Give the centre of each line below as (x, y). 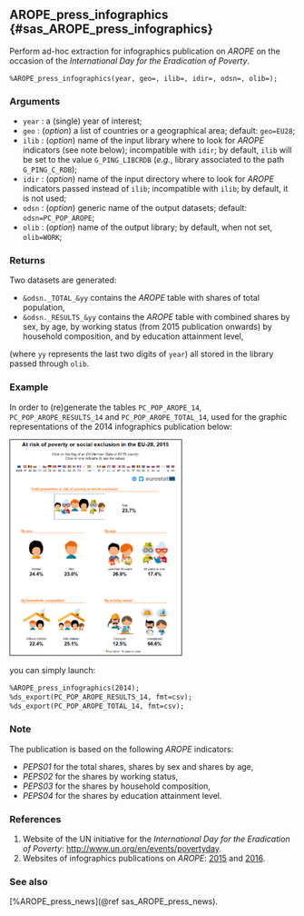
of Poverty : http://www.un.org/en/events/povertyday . (122, 848)
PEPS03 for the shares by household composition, (117, 786)
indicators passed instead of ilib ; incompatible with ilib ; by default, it (155, 189)
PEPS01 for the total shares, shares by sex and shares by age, (138, 766)
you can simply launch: (53, 671)
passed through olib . (49, 363)
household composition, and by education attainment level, (133, 336)
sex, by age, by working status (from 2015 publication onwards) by (147, 327)
